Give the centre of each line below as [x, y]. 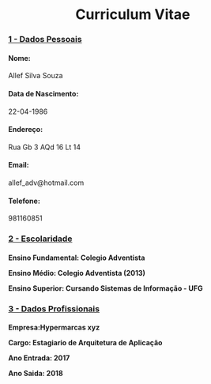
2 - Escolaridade [40, 239]
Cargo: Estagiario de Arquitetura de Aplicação [85, 343]
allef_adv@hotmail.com [46, 183]
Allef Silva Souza [36, 76]
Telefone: [24, 201]
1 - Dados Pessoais [45, 40]
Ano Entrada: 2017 [39, 358]
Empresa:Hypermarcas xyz [54, 328]
